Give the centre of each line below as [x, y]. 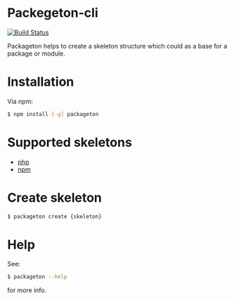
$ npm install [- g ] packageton [53, 114]
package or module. [36, 53]
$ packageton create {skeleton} [54, 216]
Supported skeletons [70, 142]
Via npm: [20, 101]
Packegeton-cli [53, 13]
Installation [41, 82]
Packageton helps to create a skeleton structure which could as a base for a [117, 46]
